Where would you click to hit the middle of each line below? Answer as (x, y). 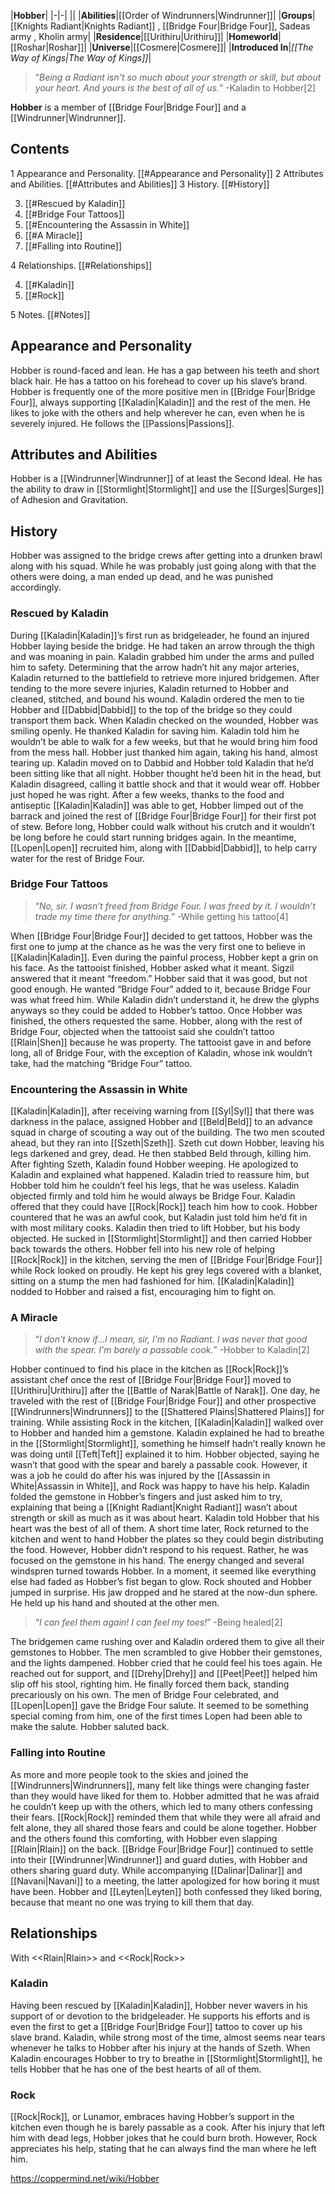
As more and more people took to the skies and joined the (129, 1774)
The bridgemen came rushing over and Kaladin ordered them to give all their (167, 1642)
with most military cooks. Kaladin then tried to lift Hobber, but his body (155, 1228)
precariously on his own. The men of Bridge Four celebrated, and (144, 1695)
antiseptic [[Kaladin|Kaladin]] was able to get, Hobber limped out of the (157, 805)
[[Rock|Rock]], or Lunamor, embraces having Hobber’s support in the (152, 2117)
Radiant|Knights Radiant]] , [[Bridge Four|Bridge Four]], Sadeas (180, 26)
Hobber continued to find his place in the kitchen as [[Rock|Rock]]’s (149, 1369)
